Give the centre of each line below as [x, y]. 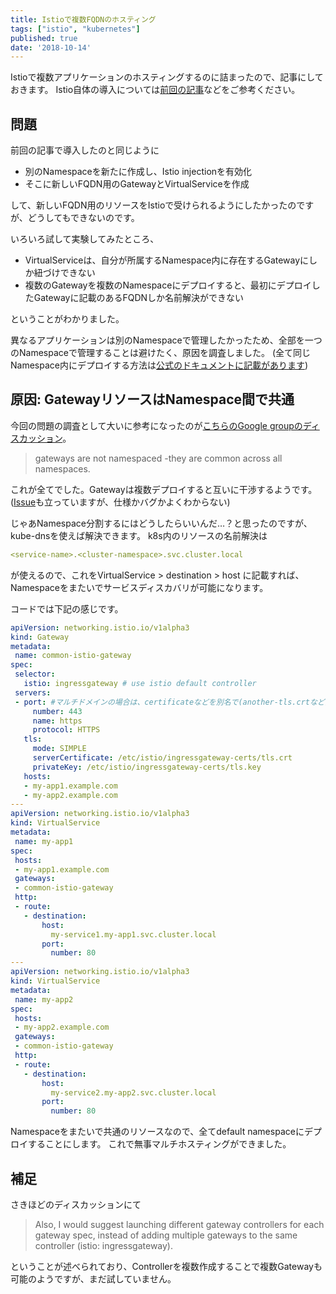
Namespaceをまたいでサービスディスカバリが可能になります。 [139, 587]
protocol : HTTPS [66, 730]
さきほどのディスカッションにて [76, 1204]
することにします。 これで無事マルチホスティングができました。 [159, 1144]
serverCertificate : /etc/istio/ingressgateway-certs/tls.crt [162, 758]
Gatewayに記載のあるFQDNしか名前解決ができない [139, 298]
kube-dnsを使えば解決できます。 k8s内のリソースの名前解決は [139, 535]
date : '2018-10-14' [51, 47]
